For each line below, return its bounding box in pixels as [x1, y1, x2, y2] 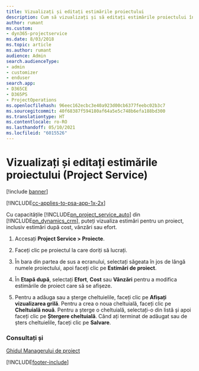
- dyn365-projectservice [6, 31, 68, 37]
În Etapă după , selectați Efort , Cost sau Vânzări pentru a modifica [14, 275, 178, 283]
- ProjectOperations [6, 97, 57, 103]
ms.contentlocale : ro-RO [6, 119, 68, 125]
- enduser [6, 75, 31, 81]
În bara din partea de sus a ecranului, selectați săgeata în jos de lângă [14, 258, 185, 265]
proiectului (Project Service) [6, 169, 148, 182]
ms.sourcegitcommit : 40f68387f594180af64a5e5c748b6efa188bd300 [6, 108, 166, 114]
